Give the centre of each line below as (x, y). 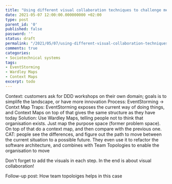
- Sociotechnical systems (33, 58)
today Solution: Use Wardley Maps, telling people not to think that (74, 118)
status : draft (20, 39)
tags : (11, 63)
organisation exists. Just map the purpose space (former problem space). (83, 123)
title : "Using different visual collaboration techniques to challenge (83, 10)
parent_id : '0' (21, 24)
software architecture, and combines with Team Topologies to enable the (82, 145)
